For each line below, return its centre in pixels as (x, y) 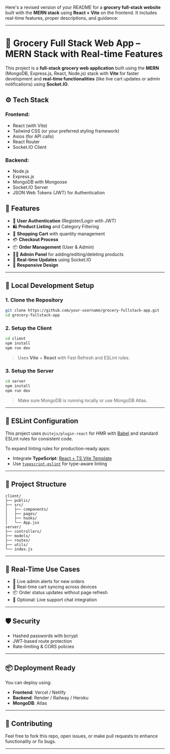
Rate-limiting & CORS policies (43, 647)
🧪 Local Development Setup (50, 286)
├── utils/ (17, 544)
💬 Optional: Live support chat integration (55, 600)
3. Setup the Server (30, 371)
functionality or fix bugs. (31, 741)
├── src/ (14, 505)
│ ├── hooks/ (21, 518)
